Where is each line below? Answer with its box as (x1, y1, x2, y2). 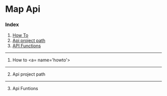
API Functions (12, 43, 41, 49)
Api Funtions (12, 86, 38, 92)
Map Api (5, 3, 41, 15)
